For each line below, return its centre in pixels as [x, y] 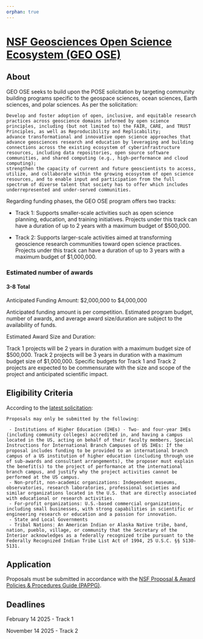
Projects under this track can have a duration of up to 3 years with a [100, 250]
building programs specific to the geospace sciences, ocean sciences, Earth [102, 98]
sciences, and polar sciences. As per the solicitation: [72, 104]
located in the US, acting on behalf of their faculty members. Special [100, 440]
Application [29, 564]
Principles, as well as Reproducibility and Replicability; [84, 131]
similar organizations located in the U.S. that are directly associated [101, 493]
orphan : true [23, 12]
